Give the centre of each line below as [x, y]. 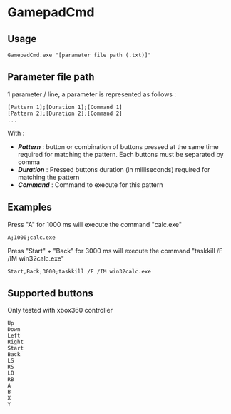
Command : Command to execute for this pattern [90, 185]
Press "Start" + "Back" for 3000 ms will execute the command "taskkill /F [115, 251]
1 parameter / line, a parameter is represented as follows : [92, 94]
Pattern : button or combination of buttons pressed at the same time [118, 146]
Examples [30, 207]
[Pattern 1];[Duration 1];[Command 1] [65, 107]
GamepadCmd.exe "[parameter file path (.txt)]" [79, 55]
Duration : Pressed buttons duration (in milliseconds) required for [114, 169]
